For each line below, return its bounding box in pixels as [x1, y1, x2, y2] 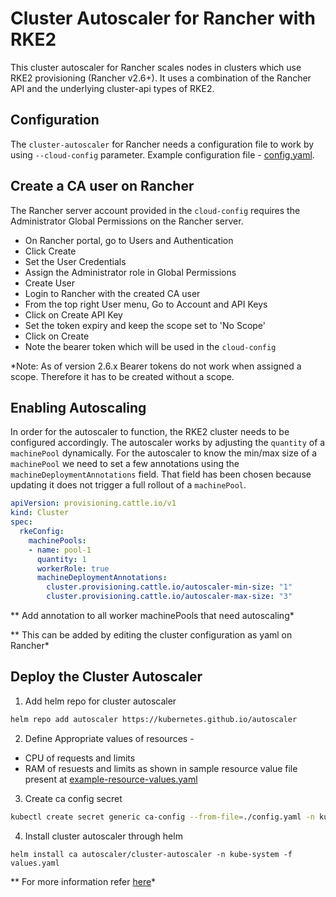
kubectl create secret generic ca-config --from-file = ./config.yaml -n [10, 812, 315, 822]
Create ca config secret [24, 792, 123, 804]
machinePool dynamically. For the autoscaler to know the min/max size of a [10, 447, 318, 459]
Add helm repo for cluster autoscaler [24, 695, 177, 707]
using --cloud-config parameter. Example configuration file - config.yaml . [10, 148, 315, 161]
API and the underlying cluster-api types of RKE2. [10, 82, 215, 94]
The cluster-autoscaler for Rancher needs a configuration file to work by [10, 138, 315, 150]
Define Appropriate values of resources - [24, 732, 195, 744]
